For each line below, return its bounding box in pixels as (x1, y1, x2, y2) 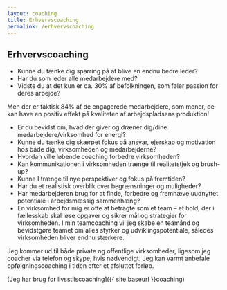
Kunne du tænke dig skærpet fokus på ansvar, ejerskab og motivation (17, 138, 216, 146)
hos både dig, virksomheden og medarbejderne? (17, 145, 157, 154)
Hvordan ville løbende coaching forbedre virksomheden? (17, 153, 180, 161)
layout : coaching (7, 10, 57, 17)
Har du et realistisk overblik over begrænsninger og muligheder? (17, 182, 201, 190)
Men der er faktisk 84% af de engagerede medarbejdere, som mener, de (7, 102, 215, 111)
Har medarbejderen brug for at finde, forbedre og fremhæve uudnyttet (17, 190, 219, 198)
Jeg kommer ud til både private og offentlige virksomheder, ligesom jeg (7, 247, 211, 255)
